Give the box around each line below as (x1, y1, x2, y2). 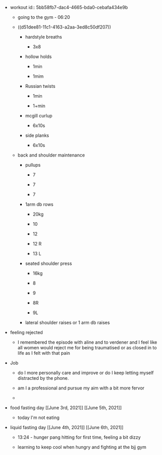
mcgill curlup (25, 113, 53, 118)
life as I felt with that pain (17, 350, 70, 356)
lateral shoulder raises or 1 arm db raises (25, 320, 110, 325)
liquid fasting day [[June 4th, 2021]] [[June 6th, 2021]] (10, 424, 124, 430)
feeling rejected (10, 329, 43, 335)
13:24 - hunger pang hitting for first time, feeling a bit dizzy (17, 434, 141, 440)
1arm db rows (25, 201, 54, 207)
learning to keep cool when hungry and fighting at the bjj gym (17, 444, 147, 450)
